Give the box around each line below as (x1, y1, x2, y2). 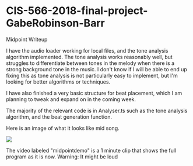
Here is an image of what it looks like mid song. (6, 124, 120, 132)
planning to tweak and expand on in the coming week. (6, 95, 136, 103)
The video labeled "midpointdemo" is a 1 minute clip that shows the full (6, 147, 177, 154)
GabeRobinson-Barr (6, 16, 105, 30)
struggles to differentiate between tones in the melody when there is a (6, 60, 175, 67)
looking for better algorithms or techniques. (6, 78, 111, 85)
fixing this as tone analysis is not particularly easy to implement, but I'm (6, 72, 178, 79)
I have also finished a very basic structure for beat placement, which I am (6, 89, 183, 96)
